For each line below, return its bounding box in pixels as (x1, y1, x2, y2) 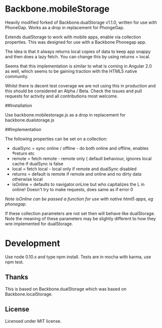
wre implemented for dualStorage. (5, 221, 74, 227)
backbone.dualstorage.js (5, 117, 55, 123)
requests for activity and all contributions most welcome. (5, 93, 118, 99)
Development (5, 238, 60, 249)
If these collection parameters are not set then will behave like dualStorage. (5, 210, 156, 216)
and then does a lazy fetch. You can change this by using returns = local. (5, 53, 150, 59)
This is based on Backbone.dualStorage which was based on (5, 286, 127, 292)
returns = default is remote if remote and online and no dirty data (12, 171, 142, 177)
